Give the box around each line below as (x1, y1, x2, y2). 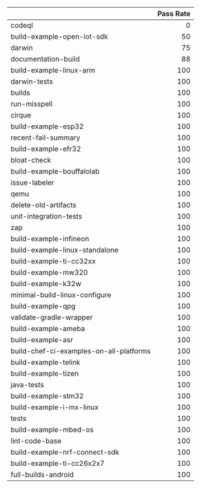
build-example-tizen (10, 369, 79, 378)
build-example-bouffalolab (10, 167, 100, 176)
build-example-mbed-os (10, 425, 94, 434)
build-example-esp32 (10, 122, 84, 131)
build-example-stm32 (10, 391, 84, 400)
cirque (10, 111, 32, 120)
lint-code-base (10, 436, 62, 445)
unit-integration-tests (10, 212, 83, 220)
